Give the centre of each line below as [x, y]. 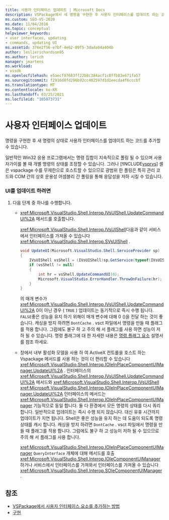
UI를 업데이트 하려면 [28, 191]
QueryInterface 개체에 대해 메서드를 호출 [74, 453]
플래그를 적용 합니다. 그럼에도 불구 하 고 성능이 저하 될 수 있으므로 [95, 431]
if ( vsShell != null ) [52, 265]
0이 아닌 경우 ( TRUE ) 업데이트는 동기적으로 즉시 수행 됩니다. [95, 310]
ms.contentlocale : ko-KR [31, 90]
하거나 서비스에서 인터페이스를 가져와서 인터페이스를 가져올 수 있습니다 [89, 465]
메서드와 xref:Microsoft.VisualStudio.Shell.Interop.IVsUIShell [98, 382]
